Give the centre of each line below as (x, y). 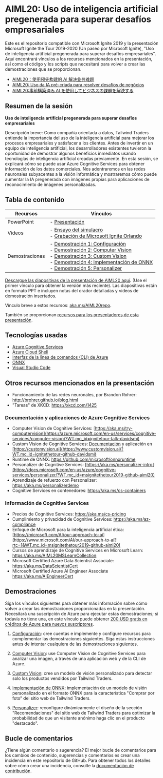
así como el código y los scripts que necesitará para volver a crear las (75, 64)
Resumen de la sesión (39, 106)
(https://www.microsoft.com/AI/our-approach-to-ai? (64, 540)
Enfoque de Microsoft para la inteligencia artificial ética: (68, 529)
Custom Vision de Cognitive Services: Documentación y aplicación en (82, 444)
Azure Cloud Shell (30, 352)
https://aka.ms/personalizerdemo (45, 485)
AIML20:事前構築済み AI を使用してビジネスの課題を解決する (73, 90)
